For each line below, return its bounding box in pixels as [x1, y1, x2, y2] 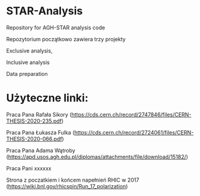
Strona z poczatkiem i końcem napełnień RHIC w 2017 [6, 176, 140, 183]
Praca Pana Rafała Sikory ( [6, 111, 72, 118]
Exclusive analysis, [6, 47, 53, 54]
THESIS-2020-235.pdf [6, 117, 62, 124]
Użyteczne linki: [6, 91, 89, 105]
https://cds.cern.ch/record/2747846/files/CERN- [71, 111, 192, 118]
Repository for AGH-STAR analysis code [6, 24, 105, 31]
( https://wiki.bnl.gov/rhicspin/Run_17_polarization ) [6, 182, 128, 189]
